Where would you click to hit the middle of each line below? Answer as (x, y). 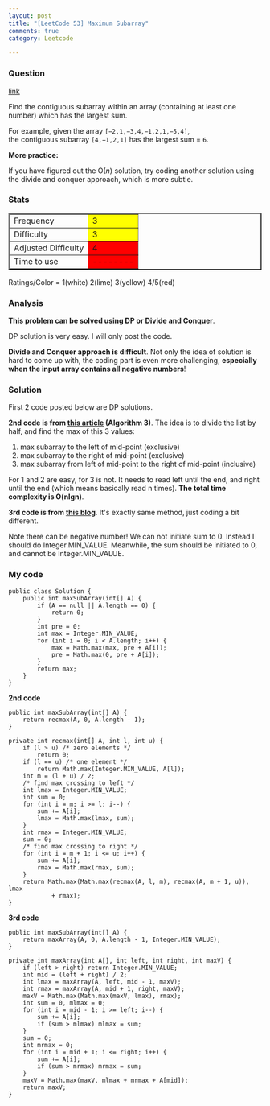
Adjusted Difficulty (49, 248)
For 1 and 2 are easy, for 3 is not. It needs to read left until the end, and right (134, 480)
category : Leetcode (41, 38)
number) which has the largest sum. (68, 115)
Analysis (26, 303)
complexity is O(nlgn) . (46, 497)
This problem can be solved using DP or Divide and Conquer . (112, 321)
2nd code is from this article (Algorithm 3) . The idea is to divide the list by (132, 423)
